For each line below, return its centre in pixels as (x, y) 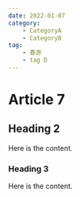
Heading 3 (29, 168)
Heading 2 (34, 129)
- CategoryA (42, 30)
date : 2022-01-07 (37, 16)
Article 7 (37, 100)
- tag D (35, 61)
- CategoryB (42, 38)
